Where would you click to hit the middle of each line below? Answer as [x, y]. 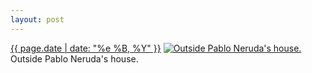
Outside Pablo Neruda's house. [74, 58]
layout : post [37, 19]
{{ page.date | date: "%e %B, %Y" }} [86, 48]
